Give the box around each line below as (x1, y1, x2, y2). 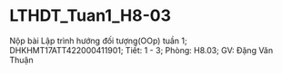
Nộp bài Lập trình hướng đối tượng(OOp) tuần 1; (9, 35, 188, 46)
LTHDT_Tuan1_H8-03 (9, 5, 171, 26)
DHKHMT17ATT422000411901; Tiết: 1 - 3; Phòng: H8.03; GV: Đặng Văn (9, 44, 274, 55)
